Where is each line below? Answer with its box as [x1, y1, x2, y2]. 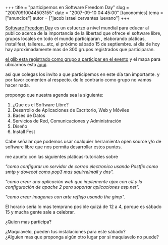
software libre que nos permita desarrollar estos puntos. [5, 144, 122, 150]
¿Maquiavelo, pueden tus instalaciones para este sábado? [5, 229, 126, 234]
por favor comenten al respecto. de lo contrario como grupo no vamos [5, 77, 152, 83]
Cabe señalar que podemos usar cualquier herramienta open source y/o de [5, 139, 161, 144]
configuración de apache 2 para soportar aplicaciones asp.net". [5, 184, 140, 190]
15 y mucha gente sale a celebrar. [5, 209, 75, 215]
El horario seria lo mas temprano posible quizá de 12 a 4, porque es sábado [5, 203, 162, 210]
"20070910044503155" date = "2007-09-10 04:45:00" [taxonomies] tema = [5, 10, 163, 16]
